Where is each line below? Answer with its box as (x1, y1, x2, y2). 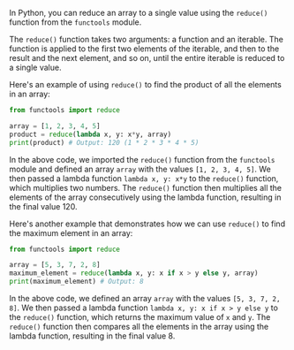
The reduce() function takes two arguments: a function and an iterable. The (9, 34, 284, 44)
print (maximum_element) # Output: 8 (9, 278, 144, 286)
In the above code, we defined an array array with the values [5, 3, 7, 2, (9, 293, 281, 303)
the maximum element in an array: (9, 227, 133, 238)
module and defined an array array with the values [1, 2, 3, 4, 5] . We (9, 164, 271, 174)
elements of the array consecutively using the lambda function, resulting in (9, 192, 282, 202)
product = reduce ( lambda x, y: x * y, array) (9, 130, 172, 139)
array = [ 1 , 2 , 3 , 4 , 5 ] (9, 121, 101, 131)
